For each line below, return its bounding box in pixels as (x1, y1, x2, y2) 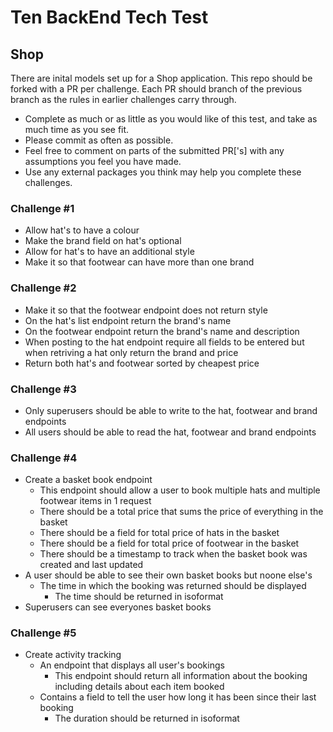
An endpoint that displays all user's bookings (39, 659, 225, 671)
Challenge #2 (10, 281, 77, 295)
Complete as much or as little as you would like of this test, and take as (24, 113, 318, 125)
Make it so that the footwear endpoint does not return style (24, 304, 268, 316)
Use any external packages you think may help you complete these (24, 166, 302, 178)
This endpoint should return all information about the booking (54, 670, 308, 682)
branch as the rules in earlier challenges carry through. (10, 94, 237, 105)
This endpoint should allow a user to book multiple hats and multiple (39, 484, 321, 496)
